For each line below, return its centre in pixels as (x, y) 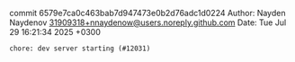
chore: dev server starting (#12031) (80, 49)
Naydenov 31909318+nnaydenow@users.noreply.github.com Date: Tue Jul (148, 22)
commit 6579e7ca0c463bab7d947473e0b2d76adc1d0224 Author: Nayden (147, 13)
